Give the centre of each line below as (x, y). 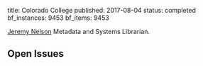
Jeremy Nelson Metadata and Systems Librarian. (79, 32)
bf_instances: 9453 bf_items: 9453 (59, 18)
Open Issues (35, 54)
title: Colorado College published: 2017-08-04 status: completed (102, 10)
